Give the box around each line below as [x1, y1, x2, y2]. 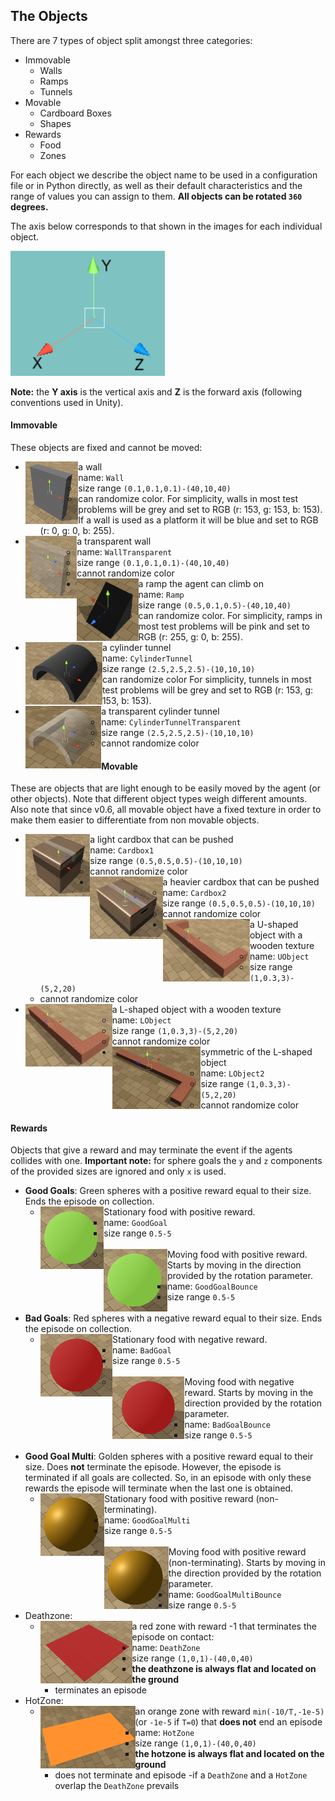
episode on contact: [131, 1631, 215, 1643]
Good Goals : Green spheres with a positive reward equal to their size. [24, 1185, 312, 1197]
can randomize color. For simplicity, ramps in [138, 610, 323, 622]
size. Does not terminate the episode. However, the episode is [24, 1461, 282, 1473]
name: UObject [249, 950, 310, 963]
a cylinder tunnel [101, 642, 172, 654]
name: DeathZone [131, 1642, 201, 1654]
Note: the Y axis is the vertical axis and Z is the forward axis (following [10, 385, 303, 398]
